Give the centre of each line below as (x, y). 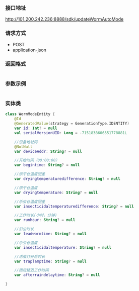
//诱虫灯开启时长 (30, 257)
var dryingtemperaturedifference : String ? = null (67, 179)
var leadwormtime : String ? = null (50, 234)
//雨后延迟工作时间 (32, 270)
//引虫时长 (24, 229)
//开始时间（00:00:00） (37, 160)
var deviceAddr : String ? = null (48, 151)
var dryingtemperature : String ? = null (56, 192)
